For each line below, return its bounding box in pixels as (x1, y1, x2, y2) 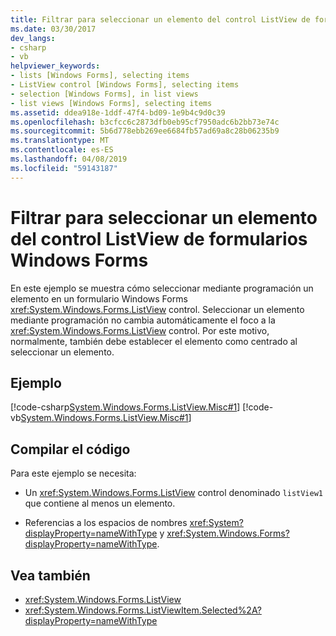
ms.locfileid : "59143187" (10, 163, 118, 173)
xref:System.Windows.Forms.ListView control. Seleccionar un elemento (10, 303, 305, 315)
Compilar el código (10, 441, 131, 458)
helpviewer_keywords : (10, 61, 101, 71)
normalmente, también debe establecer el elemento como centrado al (10, 335, 298, 347)
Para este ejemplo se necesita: (10, 467, 137, 480)
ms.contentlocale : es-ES (10, 145, 114, 155)
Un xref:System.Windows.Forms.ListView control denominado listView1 (24, 487, 324, 499)
